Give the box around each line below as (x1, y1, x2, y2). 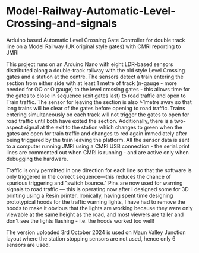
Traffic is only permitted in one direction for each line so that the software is (6, 166, 192, 173)
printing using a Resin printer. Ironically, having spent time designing (6, 192, 173, 199)
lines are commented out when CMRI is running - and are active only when (6, 148, 189, 156)
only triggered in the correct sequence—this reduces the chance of (6, 173, 171, 180)
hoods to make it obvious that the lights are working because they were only (6, 204, 193, 211)
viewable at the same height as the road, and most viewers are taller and (6, 211, 184, 218)
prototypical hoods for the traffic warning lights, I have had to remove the (6, 198, 185, 205)
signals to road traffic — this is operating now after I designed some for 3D (6, 185, 189, 192)
